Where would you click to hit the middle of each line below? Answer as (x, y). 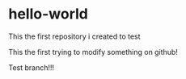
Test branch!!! (32, 67)
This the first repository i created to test (74, 36)
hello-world (49, 14)
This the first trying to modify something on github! (93, 52)
